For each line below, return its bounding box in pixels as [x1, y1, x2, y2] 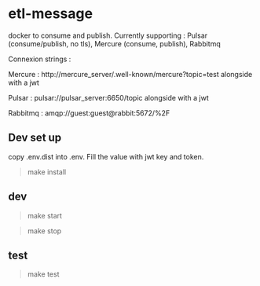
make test [27, 269, 60, 279]
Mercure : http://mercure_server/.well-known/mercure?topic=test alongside [8, 69, 253, 79]
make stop [27, 225, 62, 236]
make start [27, 211, 63, 220]
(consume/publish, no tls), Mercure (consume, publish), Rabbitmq [8, 38, 222, 48]
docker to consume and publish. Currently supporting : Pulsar [8, 31, 208, 40]
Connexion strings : [8, 54, 71, 64]
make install [27, 167, 67, 177]
